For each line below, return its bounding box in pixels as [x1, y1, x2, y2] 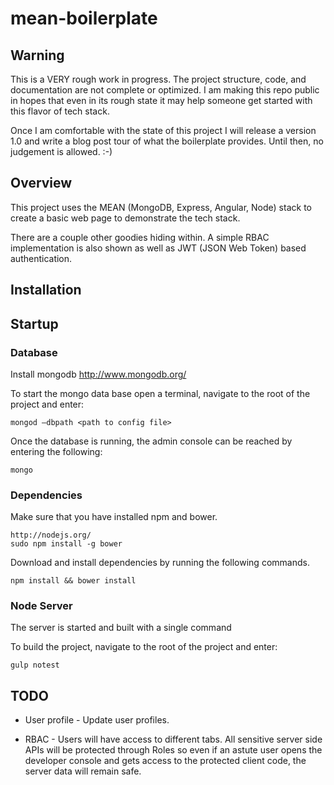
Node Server [10, 599, 73, 613]
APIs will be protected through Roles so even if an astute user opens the [24, 744, 323, 756]
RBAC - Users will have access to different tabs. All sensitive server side [24, 733, 323, 746]
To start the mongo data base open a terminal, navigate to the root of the [10, 387, 311, 399]
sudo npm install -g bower [10, 539, 123, 549]
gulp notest [10, 660, 60, 671]
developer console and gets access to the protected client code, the [24, 755, 307, 767]
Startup [10, 315, 59, 332]
